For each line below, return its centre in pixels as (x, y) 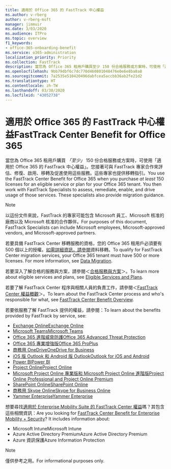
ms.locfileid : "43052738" (33, 95)
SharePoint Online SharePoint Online (50, 385)
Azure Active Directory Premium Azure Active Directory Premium (80, 434)
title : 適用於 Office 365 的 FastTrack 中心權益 (55, 10)
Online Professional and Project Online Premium (63, 379)
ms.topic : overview (26, 39)
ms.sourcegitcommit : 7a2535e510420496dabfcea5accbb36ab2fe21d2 (74, 76)
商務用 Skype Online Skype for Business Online (62, 391)
